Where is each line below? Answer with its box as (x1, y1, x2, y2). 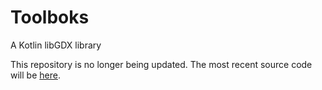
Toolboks (10, 6, 90, 29)
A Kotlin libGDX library (10, 39, 102, 51)
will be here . (10, 69, 61, 81)
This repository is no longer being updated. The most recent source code (10, 58, 313, 70)
